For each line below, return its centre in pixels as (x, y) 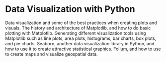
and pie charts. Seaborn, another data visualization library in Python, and (80, 43)
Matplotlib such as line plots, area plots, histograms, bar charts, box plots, (81, 38)
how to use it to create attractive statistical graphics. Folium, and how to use (83, 49)
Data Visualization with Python (70, 9)
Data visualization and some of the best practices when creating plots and (81, 23)
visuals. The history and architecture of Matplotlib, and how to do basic (78, 28)
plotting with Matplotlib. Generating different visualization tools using (76, 33)
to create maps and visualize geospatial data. (51, 54)
